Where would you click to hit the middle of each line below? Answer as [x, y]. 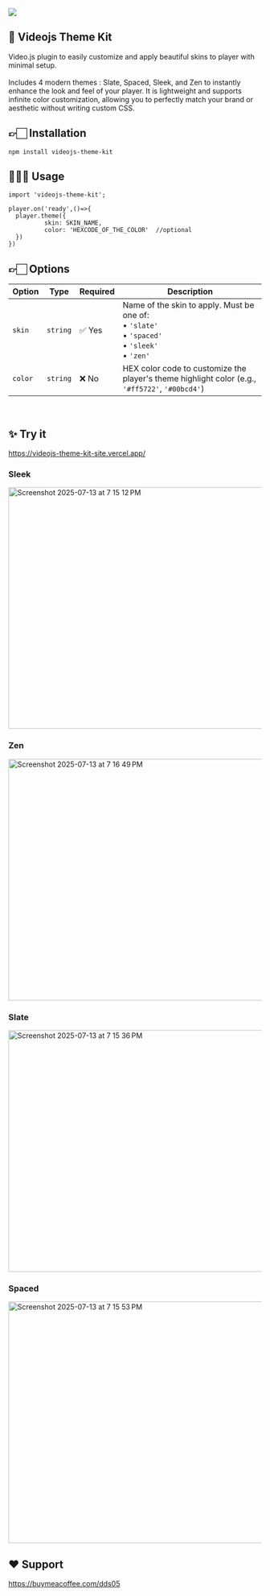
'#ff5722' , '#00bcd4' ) [164, 389]
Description [190, 291]
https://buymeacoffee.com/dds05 [64, 1584]
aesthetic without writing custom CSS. [72, 108]
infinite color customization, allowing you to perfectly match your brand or [131, 99]
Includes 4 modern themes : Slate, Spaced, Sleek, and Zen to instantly [125, 82]
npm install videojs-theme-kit [61, 152]
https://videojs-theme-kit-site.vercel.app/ [77, 453]
